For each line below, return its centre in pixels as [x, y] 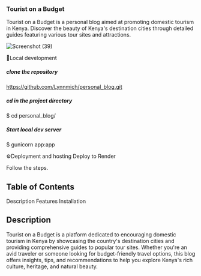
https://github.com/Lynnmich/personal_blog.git [64, 87]
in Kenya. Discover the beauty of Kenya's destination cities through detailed [100, 28]
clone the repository [32, 71]
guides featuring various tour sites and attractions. [69, 35]
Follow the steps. [27, 168]
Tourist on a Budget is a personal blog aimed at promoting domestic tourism [100, 22]
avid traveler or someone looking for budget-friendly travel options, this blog [101, 253]
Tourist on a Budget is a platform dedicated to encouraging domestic [91, 234]
